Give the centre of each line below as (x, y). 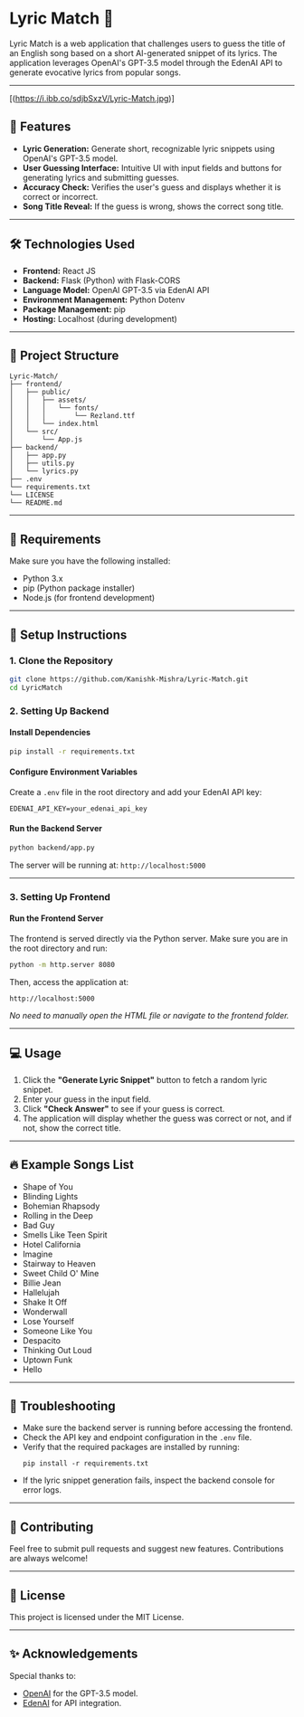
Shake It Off (45, 1302)
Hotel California (52, 1244)
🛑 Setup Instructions (68, 635)
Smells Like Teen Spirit (65, 1235)
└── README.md (36, 503)
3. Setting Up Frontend (60, 896)
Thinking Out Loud (57, 1350)
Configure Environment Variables (74, 772)
